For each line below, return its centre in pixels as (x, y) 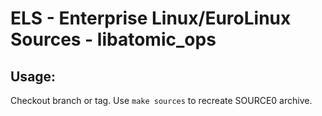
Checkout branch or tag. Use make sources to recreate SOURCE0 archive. (161, 100)
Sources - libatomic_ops (113, 39)
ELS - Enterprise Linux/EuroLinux (151, 18)
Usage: (33, 76)
